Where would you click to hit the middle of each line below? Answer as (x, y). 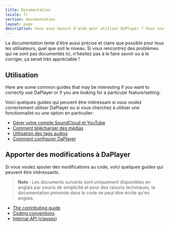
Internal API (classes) (35, 218)
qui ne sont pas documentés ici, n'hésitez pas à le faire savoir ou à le (77, 54)
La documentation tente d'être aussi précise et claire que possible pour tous (85, 43)
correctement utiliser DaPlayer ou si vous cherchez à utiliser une (73, 107)
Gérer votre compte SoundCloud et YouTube (59, 123)
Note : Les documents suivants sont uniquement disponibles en (84, 182)
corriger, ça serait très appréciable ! (42, 59)
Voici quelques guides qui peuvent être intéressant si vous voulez (74, 102)
